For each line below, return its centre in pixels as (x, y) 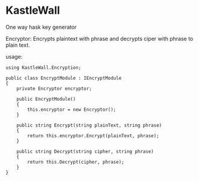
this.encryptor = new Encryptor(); (72, 109)
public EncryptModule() (46, 99)
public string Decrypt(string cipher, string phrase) (85, 151)
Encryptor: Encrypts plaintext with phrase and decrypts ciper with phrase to (99, 38)
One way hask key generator (41, 27)
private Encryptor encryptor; (54, 88)
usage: (14, 56)
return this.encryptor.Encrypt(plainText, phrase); (93, 135)
